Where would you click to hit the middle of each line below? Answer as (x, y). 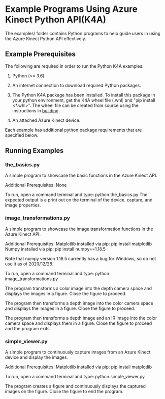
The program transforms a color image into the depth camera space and (79, 288)
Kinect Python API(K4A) (56, 20)
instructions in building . (36, 110)
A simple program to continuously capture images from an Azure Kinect (78, 352)
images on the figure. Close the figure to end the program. (64, 392)
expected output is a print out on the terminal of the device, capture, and (79, 200)
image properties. (23, 205)
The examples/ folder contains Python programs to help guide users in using (83, 33)
